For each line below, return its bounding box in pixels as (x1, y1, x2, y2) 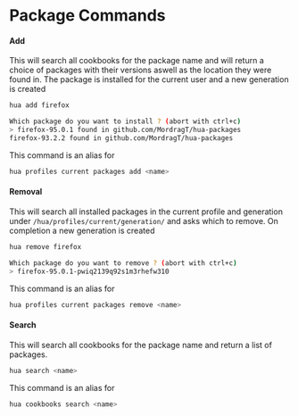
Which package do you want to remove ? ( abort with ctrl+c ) (9, 258, 238, 268)
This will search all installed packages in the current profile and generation (9, 206, 284, 217)
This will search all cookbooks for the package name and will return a (9, 55, 265, 66)
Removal (9, 187, 43, 197)
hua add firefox (9, 101, 70, 110)
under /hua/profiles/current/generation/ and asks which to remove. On (9, 215, 278, 226)
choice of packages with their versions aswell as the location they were (9, 64, 272, 76)
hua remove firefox (9, 242, 82, 251)
